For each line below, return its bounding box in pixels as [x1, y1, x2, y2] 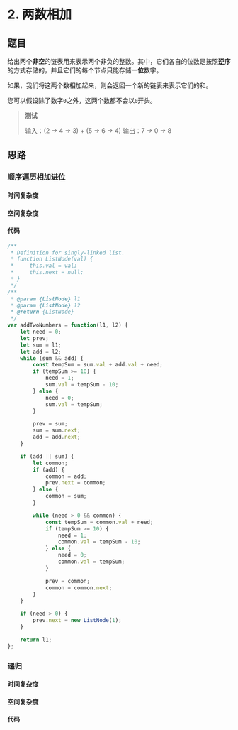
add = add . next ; [33, 434, 81, 441]
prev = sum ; [33, 420, 69, 427]
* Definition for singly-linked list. [10, 249, 125, 256]
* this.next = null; [10, 269, 84, 276]
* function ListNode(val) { [10, 256, 93, 263]
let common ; [33, 459, 69, 467]
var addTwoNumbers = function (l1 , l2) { [7, 322, 129, 329]
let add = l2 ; [20, 348, 62, 355]
